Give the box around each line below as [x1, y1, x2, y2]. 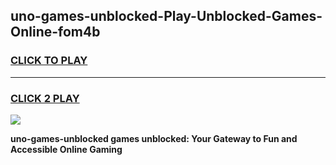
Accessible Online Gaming [10, 143, 123, 155]
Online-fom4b [10, 24, 101, 41]
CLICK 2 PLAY [10, 91, 80, 105]
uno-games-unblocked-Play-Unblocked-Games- [10, 8, 323, 25]
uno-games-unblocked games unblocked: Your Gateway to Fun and [10, 132, 298, 144]
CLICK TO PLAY [10, 54, 88, 68]
